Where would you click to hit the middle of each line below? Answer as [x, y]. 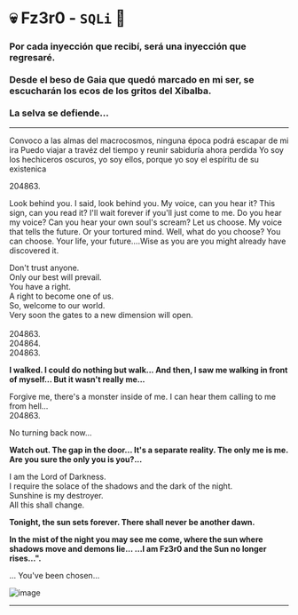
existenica [28, 169]
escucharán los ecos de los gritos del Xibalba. [110, 91]
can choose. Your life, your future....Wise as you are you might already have [148, 241]
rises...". [25, 558]
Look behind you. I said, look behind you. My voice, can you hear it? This [142, 204]
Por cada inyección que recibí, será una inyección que [128, 46]
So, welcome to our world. [57, 306]
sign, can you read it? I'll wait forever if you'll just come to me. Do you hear [145, 213]
